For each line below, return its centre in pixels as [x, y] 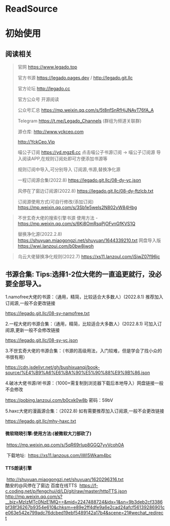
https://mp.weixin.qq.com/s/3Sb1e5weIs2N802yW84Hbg [77, 207]
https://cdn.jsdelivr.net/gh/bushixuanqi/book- [53, 367]
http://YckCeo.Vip [36, 142]
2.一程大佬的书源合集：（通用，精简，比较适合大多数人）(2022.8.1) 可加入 [81, 324]
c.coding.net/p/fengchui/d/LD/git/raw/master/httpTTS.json [66, 491]
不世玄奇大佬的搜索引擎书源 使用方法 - [58, 218]
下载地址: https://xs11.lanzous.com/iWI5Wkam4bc [59, 455]
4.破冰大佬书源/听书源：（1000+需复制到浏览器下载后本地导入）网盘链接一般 [84, 383]
